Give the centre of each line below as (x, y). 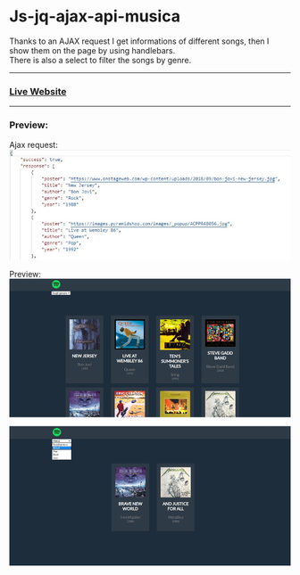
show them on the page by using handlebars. (92, 50)
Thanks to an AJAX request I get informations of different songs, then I (139, 41)
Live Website (38, 91)
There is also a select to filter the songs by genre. (100, 60)
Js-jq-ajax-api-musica (95, 16)
